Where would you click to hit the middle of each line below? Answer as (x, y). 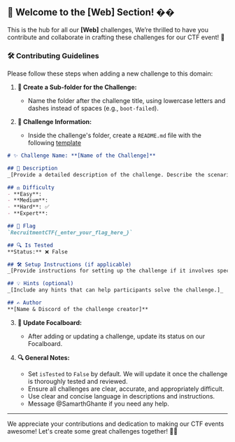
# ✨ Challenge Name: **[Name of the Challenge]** (81, 156)
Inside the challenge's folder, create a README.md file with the (114, 135)
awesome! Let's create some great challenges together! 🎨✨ (93, 431)
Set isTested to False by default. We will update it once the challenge (128, 373)
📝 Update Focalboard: (50, 322)
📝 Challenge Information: (55, 122)
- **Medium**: (28, 200)
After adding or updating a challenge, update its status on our (116, 336)
